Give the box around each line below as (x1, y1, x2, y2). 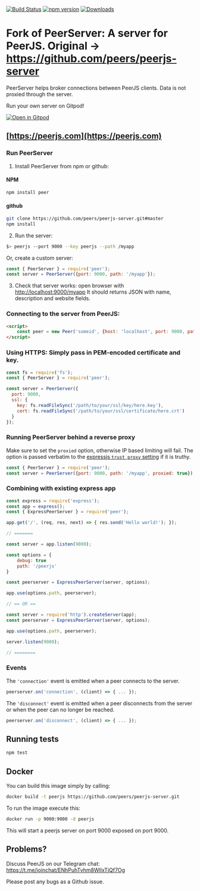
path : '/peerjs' (17, 563, 58, 569)
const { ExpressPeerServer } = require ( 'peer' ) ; (6, 509, 129, 515)
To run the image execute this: (6, 804, 81, 812)
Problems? (6, 844, 47, 855)
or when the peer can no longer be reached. (6, 706, 115, 713)
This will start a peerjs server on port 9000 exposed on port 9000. (6, 827, 169, 834)
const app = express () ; (6, 503, 65, 510)
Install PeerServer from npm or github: (14, 162, 109, 169)
